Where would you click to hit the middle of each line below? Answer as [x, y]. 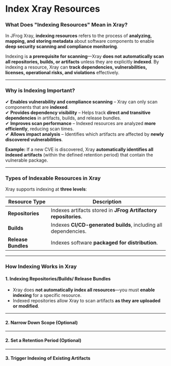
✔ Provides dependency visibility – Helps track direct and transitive [78, 112]
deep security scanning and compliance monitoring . [62, 47]
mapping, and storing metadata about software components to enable [80, 41]
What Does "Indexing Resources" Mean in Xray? [67, 25]
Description [107, 202]
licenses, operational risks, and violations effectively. [62, 73]
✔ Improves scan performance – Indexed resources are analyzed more [81, 123]
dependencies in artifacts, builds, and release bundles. [63, 118]
